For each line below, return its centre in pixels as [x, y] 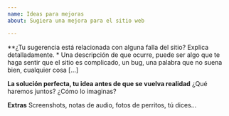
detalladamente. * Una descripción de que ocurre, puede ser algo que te [114, 55]
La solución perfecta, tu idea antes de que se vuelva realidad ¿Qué [107, 83]
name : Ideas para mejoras [46, 14]
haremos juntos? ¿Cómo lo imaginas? [62, 91]
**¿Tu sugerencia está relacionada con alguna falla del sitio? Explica [108, 47]
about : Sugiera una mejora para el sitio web [76, 21]
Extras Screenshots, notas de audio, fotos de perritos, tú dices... [102, 105]
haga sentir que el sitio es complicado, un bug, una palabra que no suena [115, 62]
